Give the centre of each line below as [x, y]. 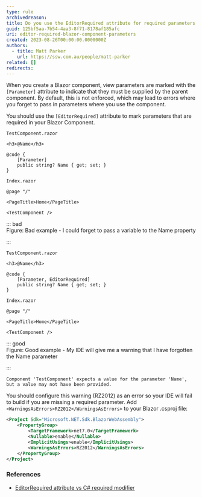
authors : [17, 46]
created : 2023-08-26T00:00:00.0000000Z [56, 40]
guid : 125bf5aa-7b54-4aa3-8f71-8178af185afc [63, 29]
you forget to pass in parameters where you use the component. [86, 104]
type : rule [20, 12]
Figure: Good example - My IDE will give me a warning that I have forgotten [99, 350]
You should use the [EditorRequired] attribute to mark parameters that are [99, 116]
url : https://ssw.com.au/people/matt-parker [74, 57]
